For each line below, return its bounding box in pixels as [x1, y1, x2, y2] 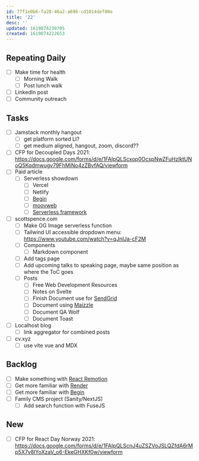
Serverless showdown [23, 175, 78, 182]
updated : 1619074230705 [6, 25, 65, 31]
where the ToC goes [23, 269, 74, 276]
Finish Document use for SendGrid [32, 295, 118, 302]
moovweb [32, 201, 57, 209]
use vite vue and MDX [23, 342, 78, 349]
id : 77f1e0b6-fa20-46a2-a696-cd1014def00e [6, 8, 113, 15]
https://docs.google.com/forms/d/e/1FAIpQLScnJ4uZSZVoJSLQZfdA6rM [14, 442, 193, 449]
